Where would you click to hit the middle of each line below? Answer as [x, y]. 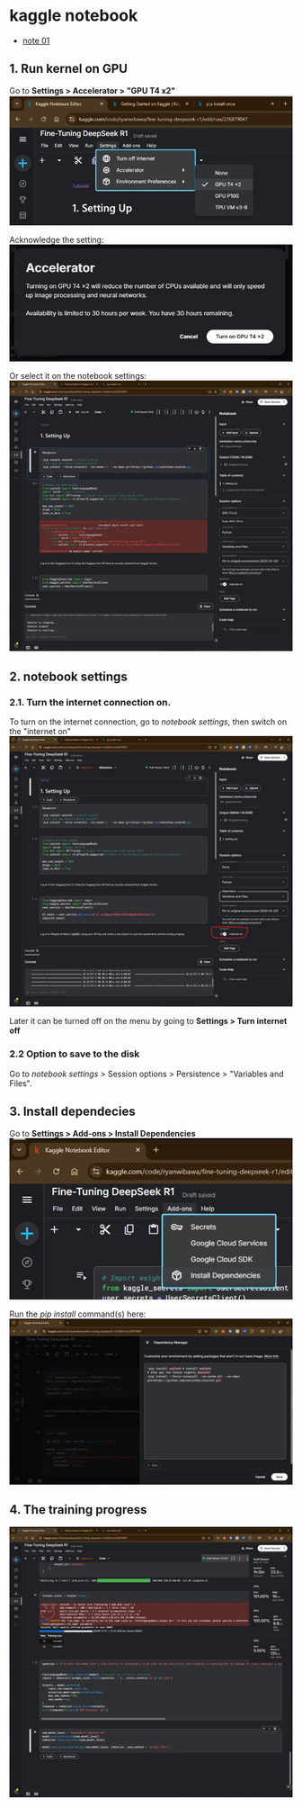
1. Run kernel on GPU [69, 69]
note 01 [36, 40]
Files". [21, 1083]
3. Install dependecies [73, 1112]
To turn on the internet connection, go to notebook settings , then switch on [148, 722]
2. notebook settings [68, 676]
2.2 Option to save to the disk [75, 1054]
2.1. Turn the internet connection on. [90, 702]
